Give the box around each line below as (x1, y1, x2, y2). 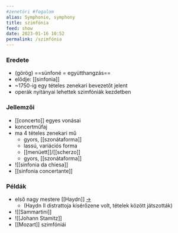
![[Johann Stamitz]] (14, 215, 62, 222)
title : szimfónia (6, 20, 49, 26)
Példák (6, 182, 27, 190)
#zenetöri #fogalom (6, 8, 54, 15)
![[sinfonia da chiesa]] (14, 161, 69, 168)
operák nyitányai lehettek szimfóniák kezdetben (14, 89, 131, 96)
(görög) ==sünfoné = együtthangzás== (14, 70, 111, 77)
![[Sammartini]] (14, 208, 52, 215)
